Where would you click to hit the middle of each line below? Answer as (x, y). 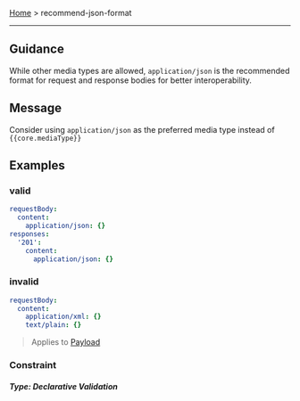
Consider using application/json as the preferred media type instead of (142, 129)
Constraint (33, 365)
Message (36, 108)
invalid (24, 282)
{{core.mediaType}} (46, 138)
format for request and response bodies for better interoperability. (131, 80)
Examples (37, 165)
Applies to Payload (66, 342)
